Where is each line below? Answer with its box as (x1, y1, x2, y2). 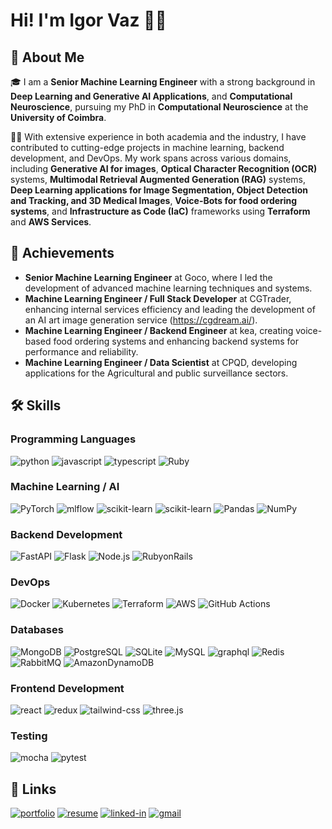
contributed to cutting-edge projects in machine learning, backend (10, 142, 285, 153)
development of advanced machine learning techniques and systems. (24, 282, 313, 294)
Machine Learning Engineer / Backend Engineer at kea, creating (24, 324, 294, 336)
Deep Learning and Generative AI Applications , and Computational (10, 90, 293, 102)
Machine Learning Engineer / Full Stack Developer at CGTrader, (24, 292, 292, 304)
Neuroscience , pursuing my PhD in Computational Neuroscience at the (10, 101, 309, 113)
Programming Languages (10, 432, 137, 446)
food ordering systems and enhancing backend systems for (53, 335, 299, 347)
